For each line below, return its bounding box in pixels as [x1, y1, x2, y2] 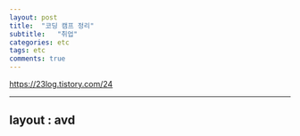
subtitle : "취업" [9, 29, 79, 38]
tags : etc [9, 46, 46, 55]
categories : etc [9, 37, 70, 47]
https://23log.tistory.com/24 [9, 79, 113, 89]
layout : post [9, 12, 58, 22]
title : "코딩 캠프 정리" [9, 21, 95, 30]
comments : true [9, 54, 66, 63]
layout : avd [9, 113, 76, 128]
